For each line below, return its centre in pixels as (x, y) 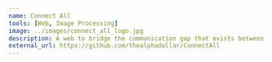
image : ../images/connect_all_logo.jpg (76, 31)
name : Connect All (39, 16)
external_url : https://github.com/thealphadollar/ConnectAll (114, 46)
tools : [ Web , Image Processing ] (63, 23)
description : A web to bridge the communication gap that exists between (136, 38)
